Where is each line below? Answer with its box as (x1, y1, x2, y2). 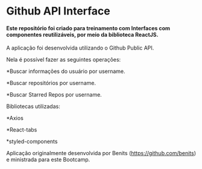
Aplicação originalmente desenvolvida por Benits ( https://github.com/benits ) (6, 150, 197, 157)
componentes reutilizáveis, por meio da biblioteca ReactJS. (6, 31, 159, 38)
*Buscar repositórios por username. (6, 80, 96, 87)
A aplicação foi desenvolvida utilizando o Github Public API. (6, 44, 154, 52)
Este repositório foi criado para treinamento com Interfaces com (6, 24, 171, 31)
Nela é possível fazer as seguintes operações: (6, 56, 121, 63)
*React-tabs (6, 126, 37, 133)
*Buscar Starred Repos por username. (6, 91, 103, 98)
